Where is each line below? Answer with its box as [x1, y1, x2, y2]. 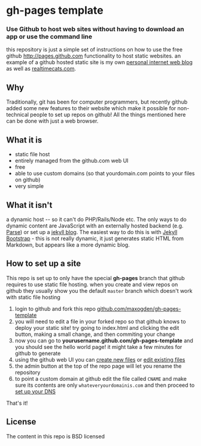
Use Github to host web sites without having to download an [6, 25, 184, 34]
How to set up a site [6, 259, 81, 269]
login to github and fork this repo [14, 305, 96, 312]
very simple [14, 183, 44, 190]
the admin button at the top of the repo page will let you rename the [14, 362, 182, 369]
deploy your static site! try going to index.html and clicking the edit [14, 324, 179, 331]
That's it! [6, 399, 28, 406]
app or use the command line [6, 32, 93, 41]
